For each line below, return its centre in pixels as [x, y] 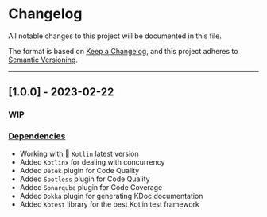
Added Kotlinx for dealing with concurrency [92, 162]
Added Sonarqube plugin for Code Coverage [91, 187]
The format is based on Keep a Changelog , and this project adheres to [123, 51]
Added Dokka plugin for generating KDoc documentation [111, 196]
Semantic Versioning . [43, 60]
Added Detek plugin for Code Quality [79, 170]
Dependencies [37, 136]
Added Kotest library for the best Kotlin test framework [110, 204]
